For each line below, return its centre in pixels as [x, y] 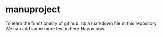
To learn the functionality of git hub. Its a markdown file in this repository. [81, 23]
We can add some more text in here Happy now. [55, 28]
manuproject [33, 9]
